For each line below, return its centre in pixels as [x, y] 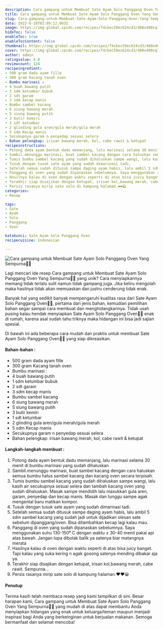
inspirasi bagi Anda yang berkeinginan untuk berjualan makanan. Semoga [79, 617]
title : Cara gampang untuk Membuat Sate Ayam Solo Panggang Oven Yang [78, 14]
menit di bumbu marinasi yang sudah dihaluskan [60, 465]
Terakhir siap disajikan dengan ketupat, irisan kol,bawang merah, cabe [82, 564]
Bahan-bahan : [20, 350]
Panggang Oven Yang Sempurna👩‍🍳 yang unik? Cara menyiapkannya [73, 278]
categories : [17, 191]
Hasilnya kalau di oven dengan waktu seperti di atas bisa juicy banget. [82, 548]
